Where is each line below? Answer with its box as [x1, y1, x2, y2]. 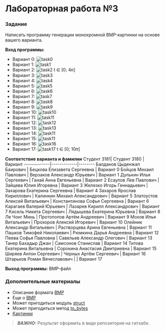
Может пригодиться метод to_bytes [12, 305, 88, 311]
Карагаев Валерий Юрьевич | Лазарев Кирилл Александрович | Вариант [5, 204, 160, 210]
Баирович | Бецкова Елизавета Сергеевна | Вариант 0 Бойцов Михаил [5, 166, 154, 172]
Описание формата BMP [12, 289, 64, 295]
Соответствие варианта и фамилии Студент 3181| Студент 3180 [5, 156, 142, 162]
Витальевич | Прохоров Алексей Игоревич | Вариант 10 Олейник [5, 219, 143, 225]
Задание [5, 21, 27, 28]
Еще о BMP [12, 294, 36, 300]
